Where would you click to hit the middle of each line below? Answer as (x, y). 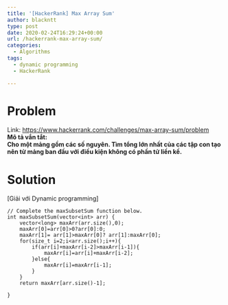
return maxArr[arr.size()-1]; (63, 283)
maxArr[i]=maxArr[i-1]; (78, 265)
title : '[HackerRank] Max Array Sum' (61, 13)
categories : (24, 45)
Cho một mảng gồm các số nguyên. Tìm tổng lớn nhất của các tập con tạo (114, 144)
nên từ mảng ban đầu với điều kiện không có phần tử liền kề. (94, 152)
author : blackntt (32, 20)
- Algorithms (32, 52)
